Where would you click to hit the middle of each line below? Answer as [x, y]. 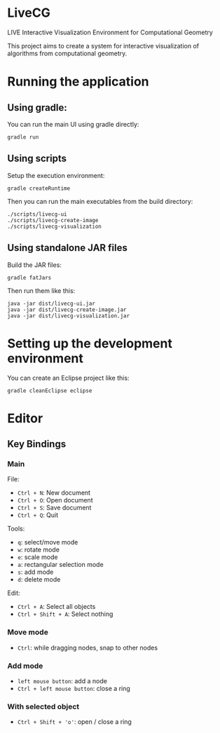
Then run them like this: [41, 290]
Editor [25, 418]
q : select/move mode [48, 542]
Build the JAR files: [34, 265]
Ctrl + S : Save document [54, 508]
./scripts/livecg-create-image [53, 220]
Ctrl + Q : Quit [38, 515]
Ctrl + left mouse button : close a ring [74, 688]
